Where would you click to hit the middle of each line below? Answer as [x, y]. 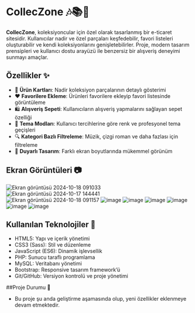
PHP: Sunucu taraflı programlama [55, 257]
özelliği [23, 117]
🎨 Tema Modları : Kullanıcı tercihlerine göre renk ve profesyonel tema [97, 123]
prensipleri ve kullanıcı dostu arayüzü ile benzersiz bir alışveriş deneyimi [93, 51]
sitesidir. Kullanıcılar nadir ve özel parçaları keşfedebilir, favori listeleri [90, 38]
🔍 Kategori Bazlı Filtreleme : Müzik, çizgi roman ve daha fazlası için [96, 136]
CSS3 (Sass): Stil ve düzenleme [53, 245]
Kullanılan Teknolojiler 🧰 [51, 224]
